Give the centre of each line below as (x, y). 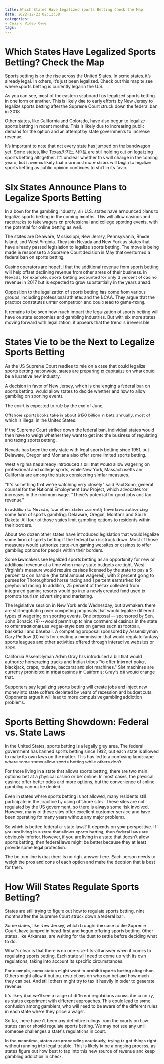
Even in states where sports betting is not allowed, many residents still (76, 796)
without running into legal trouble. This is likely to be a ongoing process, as (80, 1046)
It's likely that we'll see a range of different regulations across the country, (80, 995)
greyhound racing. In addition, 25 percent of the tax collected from (72, 585)
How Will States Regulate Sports (72, 887)
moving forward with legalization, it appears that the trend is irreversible (77, 322)
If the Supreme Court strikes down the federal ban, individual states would (80, 430)
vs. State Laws (35, 733)
